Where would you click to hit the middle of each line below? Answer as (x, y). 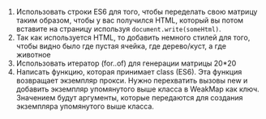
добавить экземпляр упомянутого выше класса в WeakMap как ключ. (137, 89)
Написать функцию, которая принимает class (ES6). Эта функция (129, 72)
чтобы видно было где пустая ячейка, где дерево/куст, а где (121, 46)
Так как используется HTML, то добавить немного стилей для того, (133, 37)
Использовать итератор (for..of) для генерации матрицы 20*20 (126, 63)
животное (33, 55)
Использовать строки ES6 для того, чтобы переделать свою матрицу (137, 12)
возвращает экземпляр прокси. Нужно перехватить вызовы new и (132, 81)
